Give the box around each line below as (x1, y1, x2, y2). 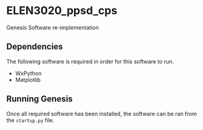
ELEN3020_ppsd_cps (6, 4, 117, 18)
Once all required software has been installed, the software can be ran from (6, 110, 197, 117)
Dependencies (6, 42, 63, 52)
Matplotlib (15, 76, 41, 83)
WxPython (15, 70, 42, 77)
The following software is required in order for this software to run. (6, 57, 174, 65)
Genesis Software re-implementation (6, 24, 99, 31)
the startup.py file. (6, 117, 54, 124)
